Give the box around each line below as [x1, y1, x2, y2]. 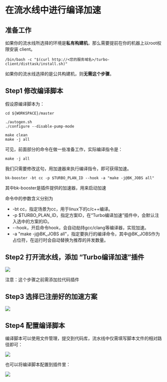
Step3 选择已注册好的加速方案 [5, 292, 98, 301]
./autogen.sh [5, 119, 32, 124]
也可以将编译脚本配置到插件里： [5, 362, 71, 368]
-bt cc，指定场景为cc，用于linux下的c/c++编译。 [12, 206, 113, 212]
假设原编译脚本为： [5, 100, 45, 107]
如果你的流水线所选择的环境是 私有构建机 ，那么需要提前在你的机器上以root [5, 40, 158, 46]
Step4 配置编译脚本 [5, 321, 66, 330]
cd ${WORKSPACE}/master [5, 110, 55, 116]
